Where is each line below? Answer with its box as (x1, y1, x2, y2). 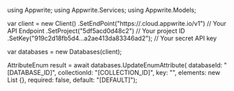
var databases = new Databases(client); (7, 48, 122, 56)
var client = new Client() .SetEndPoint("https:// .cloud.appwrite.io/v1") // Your (7, 19, 227, 27)
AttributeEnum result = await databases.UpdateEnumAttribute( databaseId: (7, 61, 223, 69)
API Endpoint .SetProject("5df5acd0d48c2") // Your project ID (7, 27, 185, 35)
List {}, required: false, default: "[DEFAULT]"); (7, 76, 138, 84)
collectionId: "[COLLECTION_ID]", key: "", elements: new (58, 69, 221, 76)
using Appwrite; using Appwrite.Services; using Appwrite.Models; (7, 6, 197, 14)
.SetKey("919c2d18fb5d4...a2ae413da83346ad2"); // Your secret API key (7, 34, 217, 42)
